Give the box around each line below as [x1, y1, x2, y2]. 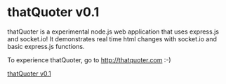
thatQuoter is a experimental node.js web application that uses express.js [7, 27, 220, 36]
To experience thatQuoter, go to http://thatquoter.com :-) [7, 55, 171, 64]
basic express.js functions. [7, 42, 85, 50]
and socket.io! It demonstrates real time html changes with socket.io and [7, 34, 218, 43]
